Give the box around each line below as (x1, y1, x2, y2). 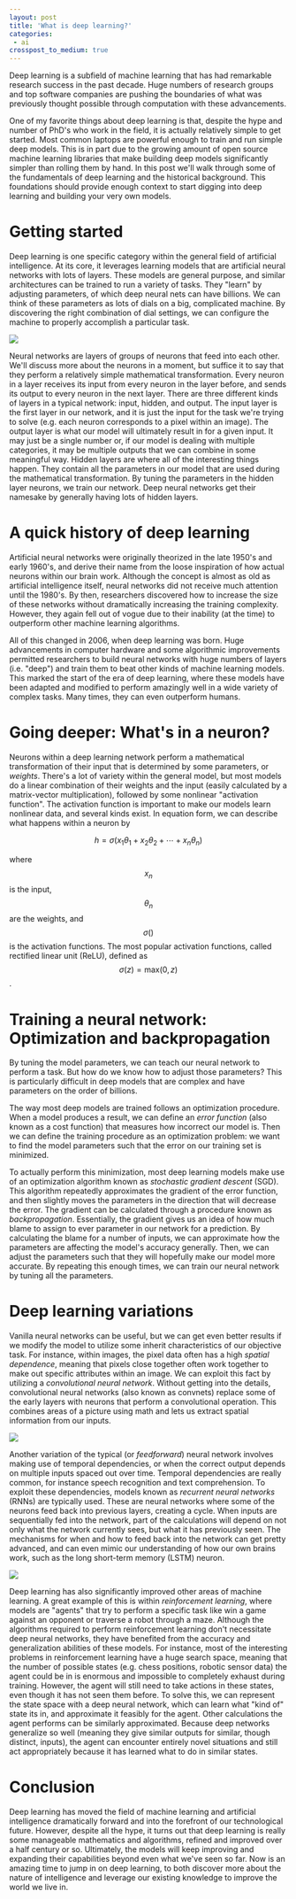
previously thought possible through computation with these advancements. (9, 98, 287, 109)
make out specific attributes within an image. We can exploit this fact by (9, 1369, 271, 1379)
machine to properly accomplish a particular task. (9, 317, 190, 328)
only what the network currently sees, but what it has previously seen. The (9, 1525, 281, 1535)
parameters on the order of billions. (9, 1085, 139, 1096)
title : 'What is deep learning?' (9, 21, 133, 30)
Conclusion (9, 1777, 95, 1797)
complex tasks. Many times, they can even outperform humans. (9, 691, 241, 702)
